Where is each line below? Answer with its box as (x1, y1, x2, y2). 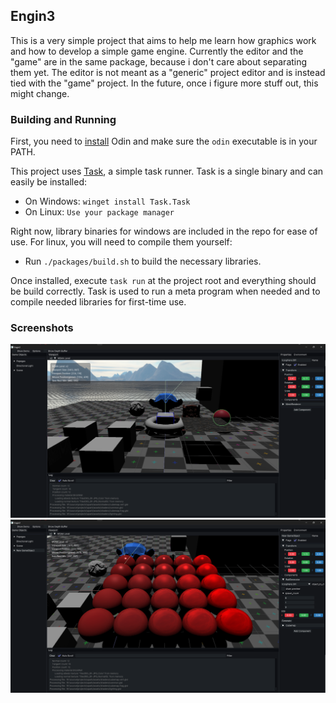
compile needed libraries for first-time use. (10, 296, 187, 308)
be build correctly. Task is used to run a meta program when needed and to (10, 285, 321, 298)
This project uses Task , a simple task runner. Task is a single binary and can (10, 165, 324, 178)
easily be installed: (10, 176, 87, 188)
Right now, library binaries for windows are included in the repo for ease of (10, 225, 318, 238)
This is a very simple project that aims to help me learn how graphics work (10, 34, 317, 46)
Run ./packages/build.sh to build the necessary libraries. (24, 255, 262, 268)
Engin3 (10, 8, 56, 25)
